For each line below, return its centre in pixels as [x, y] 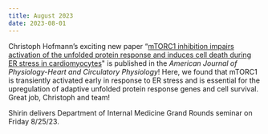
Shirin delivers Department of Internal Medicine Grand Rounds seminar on [130, 112]
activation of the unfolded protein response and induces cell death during [130, 55]
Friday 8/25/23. [34, 121]
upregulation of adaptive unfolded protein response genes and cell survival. [134, 88]
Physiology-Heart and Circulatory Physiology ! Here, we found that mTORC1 [133, 71]
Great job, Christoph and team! [59, 97]
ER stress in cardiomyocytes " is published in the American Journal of [123, 63]
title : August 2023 [41, 16]
